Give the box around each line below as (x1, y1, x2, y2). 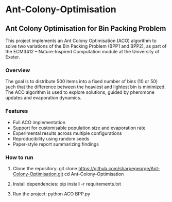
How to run (5, 154, 33, 161)
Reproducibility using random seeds (12, 135, 90, 142)
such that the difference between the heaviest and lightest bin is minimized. (5, 84, 166, 90)
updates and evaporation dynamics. (5, 95, 81, 101)
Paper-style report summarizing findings (12, 141, 99, 147)
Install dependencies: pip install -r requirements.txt (12, 180, 121, 187)
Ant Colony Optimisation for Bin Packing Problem (5, 24, 166, 33)
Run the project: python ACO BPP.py (12, 191, 91, 197)
